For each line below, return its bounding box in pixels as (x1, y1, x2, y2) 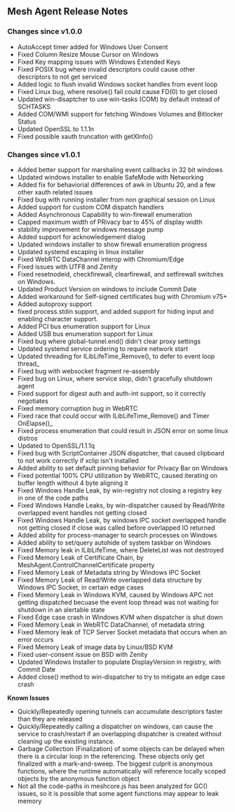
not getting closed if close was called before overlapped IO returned (17, 523, 215, 532)
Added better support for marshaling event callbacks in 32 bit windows (17, 165, 223, 174)
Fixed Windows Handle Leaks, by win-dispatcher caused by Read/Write (17, 501, 225, 510)
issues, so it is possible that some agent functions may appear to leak (17, 789, 219, 797)
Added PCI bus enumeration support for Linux (17, 322, 151, 331)
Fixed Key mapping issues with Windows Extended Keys (17, 58, 181, 66)
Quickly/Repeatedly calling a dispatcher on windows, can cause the (17, 722, 213, 731)
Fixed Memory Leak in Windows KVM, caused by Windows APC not (17, 590, 214, 599)
